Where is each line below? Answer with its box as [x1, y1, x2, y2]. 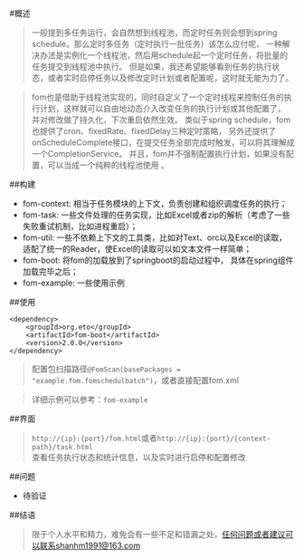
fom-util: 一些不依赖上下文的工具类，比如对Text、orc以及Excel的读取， [22, 232, 288, 243]
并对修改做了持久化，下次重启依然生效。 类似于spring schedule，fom [31, 114, 291, 125]
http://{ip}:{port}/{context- [157, 434, 271, 443]
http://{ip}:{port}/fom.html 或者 [31, 433, 158, 443]
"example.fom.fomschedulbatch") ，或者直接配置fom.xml [31, 375, 240, 385]
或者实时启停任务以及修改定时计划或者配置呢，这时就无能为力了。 [47, 72, 294, 83]
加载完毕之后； [22, 266, 79, 276]
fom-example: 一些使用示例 [22, 277, 125, 288]
